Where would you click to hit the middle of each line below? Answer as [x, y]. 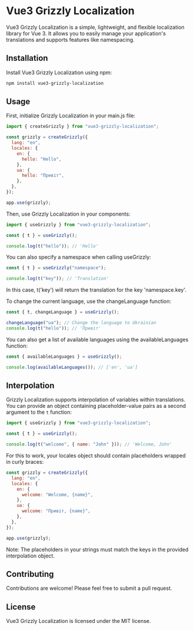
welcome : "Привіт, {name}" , [56, 511]
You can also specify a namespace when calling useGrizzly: [79, 257]
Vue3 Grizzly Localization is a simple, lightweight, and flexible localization [96, 27]
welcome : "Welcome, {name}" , [57, 494]
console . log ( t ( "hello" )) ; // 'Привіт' [53, 328]
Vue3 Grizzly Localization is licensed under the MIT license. [78, 621]
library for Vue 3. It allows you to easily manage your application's [86, 33]
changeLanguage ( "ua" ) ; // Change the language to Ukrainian [81, 323]
